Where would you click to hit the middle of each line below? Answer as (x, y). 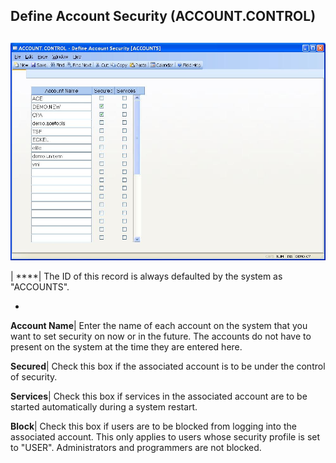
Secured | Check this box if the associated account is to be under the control (168, 366)
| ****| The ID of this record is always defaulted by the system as (146, 276)
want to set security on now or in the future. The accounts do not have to (161, 336)
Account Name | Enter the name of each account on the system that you (159, 326)
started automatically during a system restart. (104, 407)
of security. (34, 377)
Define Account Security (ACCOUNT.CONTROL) (163, 16)
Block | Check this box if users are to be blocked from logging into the (153, 426)
